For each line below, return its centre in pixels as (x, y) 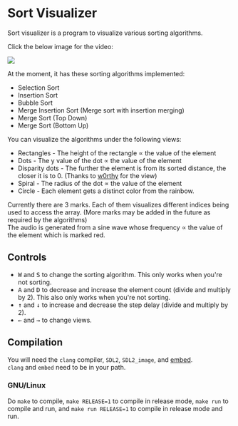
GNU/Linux (27, 385)
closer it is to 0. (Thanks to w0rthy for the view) (87, 175)
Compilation (35, 342)
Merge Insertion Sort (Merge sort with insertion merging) (101, 110)
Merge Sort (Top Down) (52, 118)
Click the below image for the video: (61, 46)
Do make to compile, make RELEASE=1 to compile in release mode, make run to (118, 401)
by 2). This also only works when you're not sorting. (94, 297)
